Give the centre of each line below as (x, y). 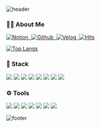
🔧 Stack (18, 64)
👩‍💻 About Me (25, 24)
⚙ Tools (18, 93)
